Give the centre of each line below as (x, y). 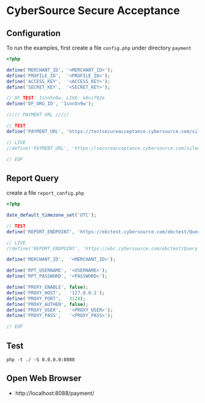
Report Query (33, 178)
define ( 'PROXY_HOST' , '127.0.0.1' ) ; (56, 293)
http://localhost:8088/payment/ (55, 393)
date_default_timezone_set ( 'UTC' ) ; (52, 215)
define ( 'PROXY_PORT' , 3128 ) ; (46, 299)
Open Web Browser (44, 378)
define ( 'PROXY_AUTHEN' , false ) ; (47, 304)
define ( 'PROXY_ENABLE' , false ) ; (47, 288)
